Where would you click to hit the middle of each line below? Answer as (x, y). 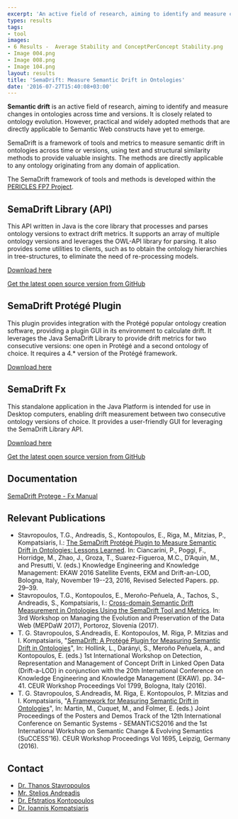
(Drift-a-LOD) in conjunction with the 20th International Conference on (120, 671)
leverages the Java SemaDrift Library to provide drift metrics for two (107, 338)
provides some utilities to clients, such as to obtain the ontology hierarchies (118, 249)
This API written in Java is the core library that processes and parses (108, 226)
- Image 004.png (31, 54)
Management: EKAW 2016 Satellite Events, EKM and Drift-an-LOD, (114, 573)
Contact (25, 768)
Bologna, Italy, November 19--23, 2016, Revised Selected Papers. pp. (118, 580)
